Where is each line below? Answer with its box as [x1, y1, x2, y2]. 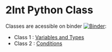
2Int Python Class [5, 3, 94, 17]
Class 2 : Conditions [13, 40, 62, 47]
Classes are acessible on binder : [5, 23, 107, 29]
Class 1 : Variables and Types [13, 34, 85, 40]
